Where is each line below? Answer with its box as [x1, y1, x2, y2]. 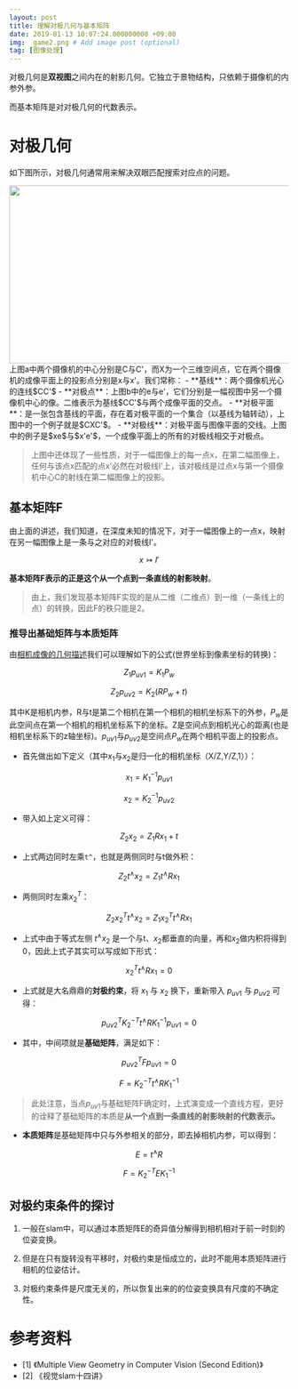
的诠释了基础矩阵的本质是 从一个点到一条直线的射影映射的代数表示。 [30, 1111, 280, 1121]
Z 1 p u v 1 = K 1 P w [123, 667, 175, 679]
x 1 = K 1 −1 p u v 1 [125, 770, 173, 784]
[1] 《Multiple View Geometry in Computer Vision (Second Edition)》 [21, 1359, 263, 1369]
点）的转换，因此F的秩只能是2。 [30, 602, 150, 614]
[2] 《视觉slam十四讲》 [21, 1370, 107, 1381]
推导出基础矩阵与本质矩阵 [9, 627, 119, 639]
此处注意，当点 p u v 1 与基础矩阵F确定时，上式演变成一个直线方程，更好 [30, 1098, 284, 1112]
